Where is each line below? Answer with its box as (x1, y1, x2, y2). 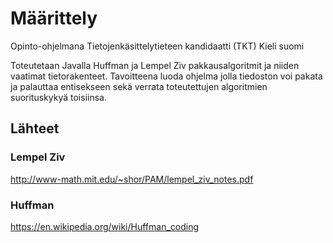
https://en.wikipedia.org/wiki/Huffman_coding (10, 220, 200, 232)
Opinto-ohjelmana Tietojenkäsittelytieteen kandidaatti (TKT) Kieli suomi (10, 40, 305, 52)
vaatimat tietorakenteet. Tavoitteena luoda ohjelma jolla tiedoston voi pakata (10, 70, 323, 82)
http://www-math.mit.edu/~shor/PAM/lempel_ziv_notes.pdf (10, 173, 254, 185)
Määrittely (10, 7, 98, 30)
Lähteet (10, 120, 60, 137)
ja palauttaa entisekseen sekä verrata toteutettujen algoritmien (10, 80, 268, 92)
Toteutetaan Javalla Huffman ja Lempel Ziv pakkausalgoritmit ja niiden (10, 59, 300, 71)
